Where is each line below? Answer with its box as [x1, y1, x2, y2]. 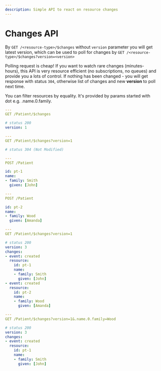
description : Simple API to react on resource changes [5, 7, 118, 12]
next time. [5, 83, 25, 89]
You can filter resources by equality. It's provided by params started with [5, 93, 150, 98]
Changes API [5, 28, 59, 39]
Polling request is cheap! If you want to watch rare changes [5, 63, 124, 68]
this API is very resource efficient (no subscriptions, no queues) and [20, 68, 157, 74]
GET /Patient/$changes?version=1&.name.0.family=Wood [5, 316, 116, 322]
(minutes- [124, 63, 145, 68]
